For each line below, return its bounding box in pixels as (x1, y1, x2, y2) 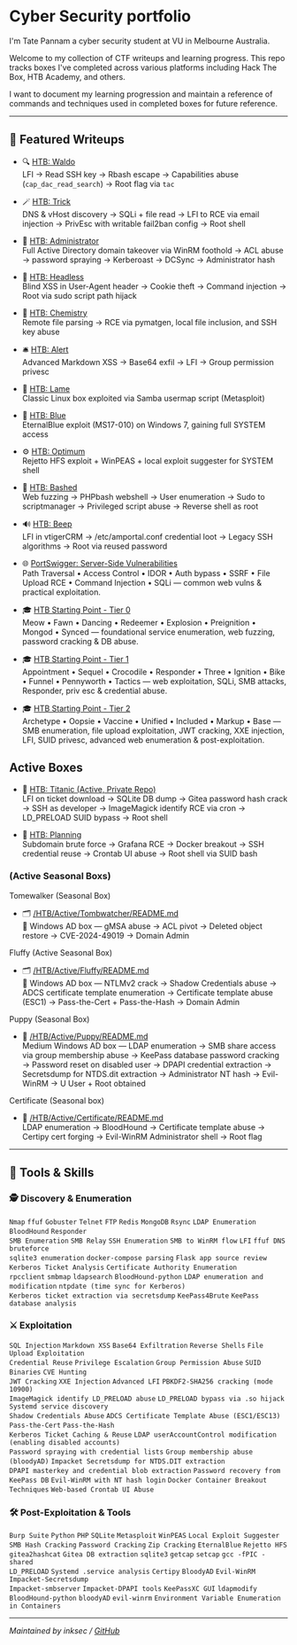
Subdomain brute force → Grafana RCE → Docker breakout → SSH (21, 838, 265, 849)
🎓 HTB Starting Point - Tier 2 (21, 703, 131, 713)
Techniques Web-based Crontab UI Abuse (9, 1485, 155, 1494)
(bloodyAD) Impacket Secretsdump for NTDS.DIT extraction (9, 1456, 225, 1466)
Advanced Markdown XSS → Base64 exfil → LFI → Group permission (21, 356, 274, 367)
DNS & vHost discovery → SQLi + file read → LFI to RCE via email (21, 208, 260, 219)
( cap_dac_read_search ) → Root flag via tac (21, 178, 175, 189)
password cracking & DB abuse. (21, 635, 139, 646)
